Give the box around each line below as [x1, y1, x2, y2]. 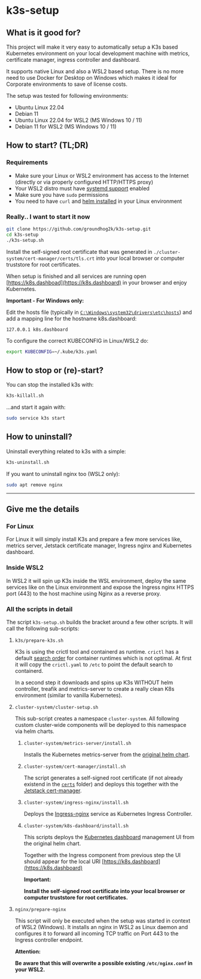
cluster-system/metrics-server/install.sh [23, 740, 132, 746]
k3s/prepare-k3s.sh [14, 637, 64, 643]
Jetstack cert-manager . [23, 787, 82, 794]
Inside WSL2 [6, 564, 44, 572]
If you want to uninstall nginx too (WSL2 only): [6, 470, 120, 477]
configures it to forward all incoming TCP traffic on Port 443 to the [14, 930, 179, 937]
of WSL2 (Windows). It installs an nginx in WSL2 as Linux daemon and [14, 923, 188, 930]
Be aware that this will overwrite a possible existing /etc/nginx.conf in [14, 959, 193, 966]
